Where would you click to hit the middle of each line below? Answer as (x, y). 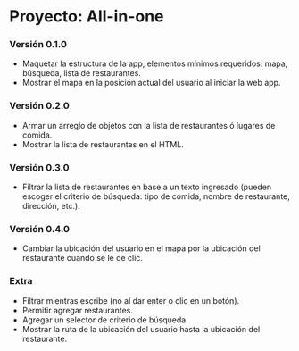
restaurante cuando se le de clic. (82, 258)
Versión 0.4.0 (39, 229)
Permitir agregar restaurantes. (78, 310)
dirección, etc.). (51, 206)
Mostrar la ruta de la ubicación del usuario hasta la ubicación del (141, 329)
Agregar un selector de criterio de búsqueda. (105, 320)
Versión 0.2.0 (39, 106)
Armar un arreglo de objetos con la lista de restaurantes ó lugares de (149, 125)
